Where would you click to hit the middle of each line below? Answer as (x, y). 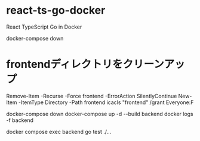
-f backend (20, 120)
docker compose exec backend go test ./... (59, 131)
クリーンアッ (154, 65)
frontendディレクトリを (65, 65)
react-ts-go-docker (56, 10)
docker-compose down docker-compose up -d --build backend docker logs (100, 114)
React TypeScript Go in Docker (44, 27)
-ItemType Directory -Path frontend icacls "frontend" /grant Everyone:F (106, 102)
